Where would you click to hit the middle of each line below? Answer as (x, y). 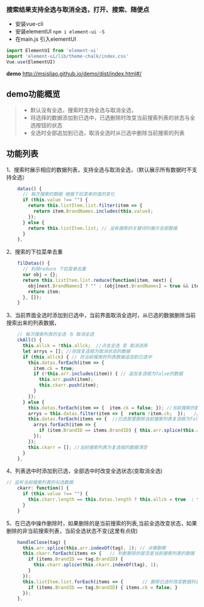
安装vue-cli (29, 24)
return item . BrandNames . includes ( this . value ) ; (93, 211)
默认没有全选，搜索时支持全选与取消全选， (83, 110)
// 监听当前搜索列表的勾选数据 (40, 482)
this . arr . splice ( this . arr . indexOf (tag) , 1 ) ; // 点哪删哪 (94, 548)
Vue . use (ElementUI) (31, 62)
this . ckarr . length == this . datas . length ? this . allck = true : (111, 499)
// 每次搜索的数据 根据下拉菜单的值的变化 (69, 194)
